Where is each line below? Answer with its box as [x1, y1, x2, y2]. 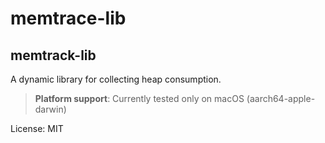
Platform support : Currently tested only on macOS [34, 93, 245, 104]
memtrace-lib [10, 7, 127, 30]
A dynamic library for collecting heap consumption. [10, 73, 222, 85]
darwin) [34, 103, 67, 115]
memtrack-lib [10, 47, 97, 64]
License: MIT [10, 123, 64, 134]
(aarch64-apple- [246, 93, 316, 104]
